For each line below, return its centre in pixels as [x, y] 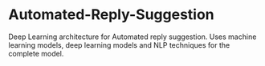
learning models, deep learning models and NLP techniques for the [119, 45]
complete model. [36, 53]
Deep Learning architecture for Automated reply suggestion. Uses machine [132, 37]
